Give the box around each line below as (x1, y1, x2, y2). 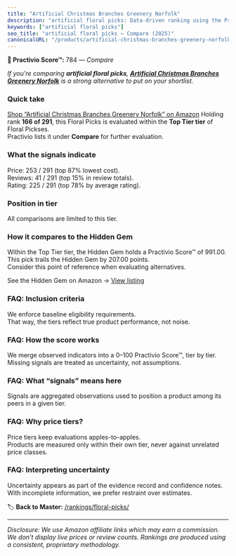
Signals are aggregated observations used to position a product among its (7, 392, 222, 400)
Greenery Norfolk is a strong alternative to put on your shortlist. (7, 77, 194, 85)
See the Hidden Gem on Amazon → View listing (7, 277, 145, 285)
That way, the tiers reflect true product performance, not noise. (7, 317, 191, 326)
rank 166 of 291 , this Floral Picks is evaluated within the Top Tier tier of (7, 117, 214, 126)
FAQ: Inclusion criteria (7, 294, 85, 304)
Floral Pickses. (7, 125, 50, 133)
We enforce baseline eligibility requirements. (7, 310, 136, 318)
